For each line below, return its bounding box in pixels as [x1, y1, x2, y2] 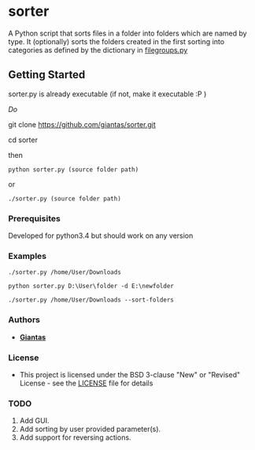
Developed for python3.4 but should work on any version [8, 231, 194, 241]
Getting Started [8, 68, 86, 81]
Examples [8, 250, 47, 261]
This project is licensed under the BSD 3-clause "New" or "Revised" [19, 369, 241, 379]
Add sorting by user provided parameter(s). [19, 425, 161, 434]
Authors [8, 314, 41, 325]
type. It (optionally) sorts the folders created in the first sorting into [8, 36, 225, 46]
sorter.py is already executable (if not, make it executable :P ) [8, 89, 207, 99]
